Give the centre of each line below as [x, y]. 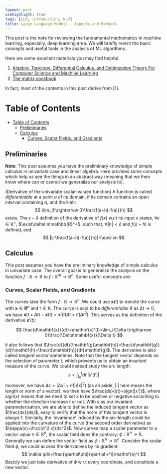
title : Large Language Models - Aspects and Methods [61, 24]
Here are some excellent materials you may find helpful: [62, 58]
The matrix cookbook [34, 78]
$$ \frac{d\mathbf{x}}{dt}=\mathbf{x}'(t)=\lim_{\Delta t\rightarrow [84, 330]
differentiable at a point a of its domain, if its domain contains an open [77, 197]
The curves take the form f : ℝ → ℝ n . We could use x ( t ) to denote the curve [83, 301]
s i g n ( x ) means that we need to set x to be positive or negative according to [82, 396]
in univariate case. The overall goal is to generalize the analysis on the [77, 270]
